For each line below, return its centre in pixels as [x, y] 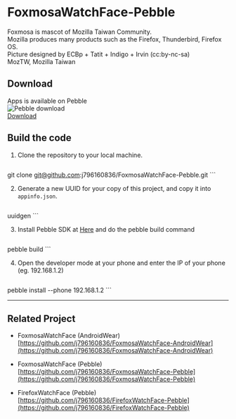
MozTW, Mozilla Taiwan [41, 61]
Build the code [39, 138]
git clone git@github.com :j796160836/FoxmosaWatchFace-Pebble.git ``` [112, 175]
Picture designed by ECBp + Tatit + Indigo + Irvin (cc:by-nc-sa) [99, 54]
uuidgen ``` [23, 215]
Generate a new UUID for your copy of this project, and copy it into [114, 188]
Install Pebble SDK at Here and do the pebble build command [106, 229]
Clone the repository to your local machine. [80, 155]
